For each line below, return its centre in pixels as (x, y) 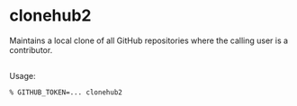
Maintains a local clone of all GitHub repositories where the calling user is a (149, 40)
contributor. (31, 49)
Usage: (22, 76)
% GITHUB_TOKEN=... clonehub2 (66, 93)
